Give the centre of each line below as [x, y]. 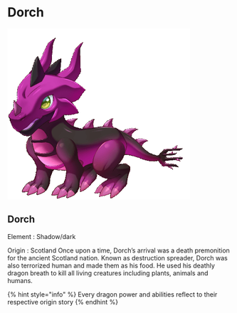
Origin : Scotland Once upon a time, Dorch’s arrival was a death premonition [118, 250]
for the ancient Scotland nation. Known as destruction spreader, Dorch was [117, 258]
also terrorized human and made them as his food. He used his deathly [111, 265]
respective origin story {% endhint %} [63, 302]
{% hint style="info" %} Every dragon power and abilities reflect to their [112, 294]
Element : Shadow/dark [42, 236]
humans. [20, 280]
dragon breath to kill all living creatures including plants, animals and [108, 273]
